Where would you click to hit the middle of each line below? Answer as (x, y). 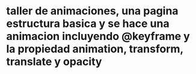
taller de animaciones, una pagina (92, 11)
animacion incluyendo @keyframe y (98, 36)
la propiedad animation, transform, (95, 49)
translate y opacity (54, 62)
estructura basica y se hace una (88, 24)
